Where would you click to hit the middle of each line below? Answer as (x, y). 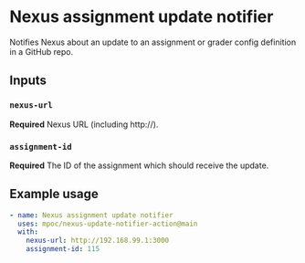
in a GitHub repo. (42, 51)
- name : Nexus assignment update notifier (91, 215)
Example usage (54, 194)
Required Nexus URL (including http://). (84, 124)
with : (28, 232)
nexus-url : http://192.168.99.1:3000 (98, 241)
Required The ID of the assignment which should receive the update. (139, 165)
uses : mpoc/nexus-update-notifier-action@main (108, 224)
